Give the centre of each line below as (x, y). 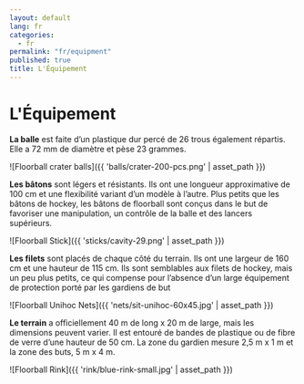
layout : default (40, 18)
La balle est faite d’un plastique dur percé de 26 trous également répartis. (147, 139)
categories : (32, 35)
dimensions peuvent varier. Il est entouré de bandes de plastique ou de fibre (152, 332)
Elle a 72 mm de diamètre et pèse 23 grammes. (98, 149)
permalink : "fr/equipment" (61, 52)
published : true (40, 60)
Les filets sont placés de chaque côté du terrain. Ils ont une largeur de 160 (149, 258)
